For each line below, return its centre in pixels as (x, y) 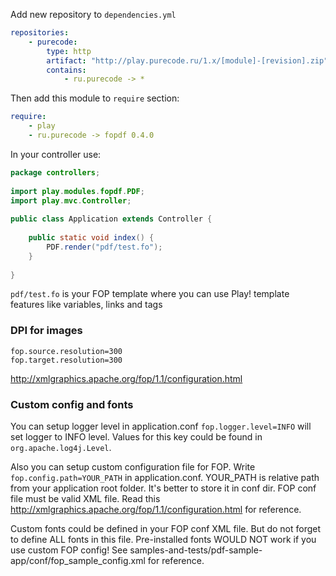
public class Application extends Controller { (111, 219)
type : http (69, 51)
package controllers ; (55, 172)
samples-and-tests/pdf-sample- (196, 550)
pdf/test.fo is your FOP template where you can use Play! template (150, 294)
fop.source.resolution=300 (66, 351)
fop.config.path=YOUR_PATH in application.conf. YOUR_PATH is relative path (165, 477)
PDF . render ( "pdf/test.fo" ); (104, 247)
